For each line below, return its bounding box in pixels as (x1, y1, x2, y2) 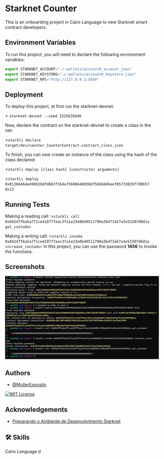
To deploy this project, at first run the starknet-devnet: (5, 104, 115, 109)
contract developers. (5, 24, 47, 30)
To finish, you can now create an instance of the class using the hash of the (5, 152, 157, 158)
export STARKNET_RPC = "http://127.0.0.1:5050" (5, 77, 99, 82)
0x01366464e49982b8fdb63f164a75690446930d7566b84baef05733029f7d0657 (5, 182, 150, 187)
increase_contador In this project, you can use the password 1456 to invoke (5, 244, 157, 249)
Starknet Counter (5, 3, 77, 14)
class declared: (5, 157, 36, 163)
